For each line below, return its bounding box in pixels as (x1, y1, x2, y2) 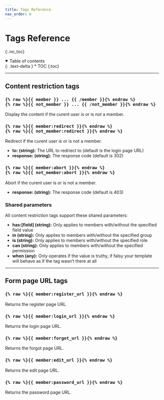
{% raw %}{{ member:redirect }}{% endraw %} (5, 124, 113, 129)
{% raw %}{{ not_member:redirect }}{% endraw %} (5, 129, 123, 134)
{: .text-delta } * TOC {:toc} (5, 63, 60, 69)
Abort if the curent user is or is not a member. (5, 180, 97, 186)
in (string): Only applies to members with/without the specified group (12, 232, 152, 238)
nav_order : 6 (5, 12, 32, 17)
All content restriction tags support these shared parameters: (5, 212, 128, 218)
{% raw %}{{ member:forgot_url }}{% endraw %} (5, 335, 118, 341)
